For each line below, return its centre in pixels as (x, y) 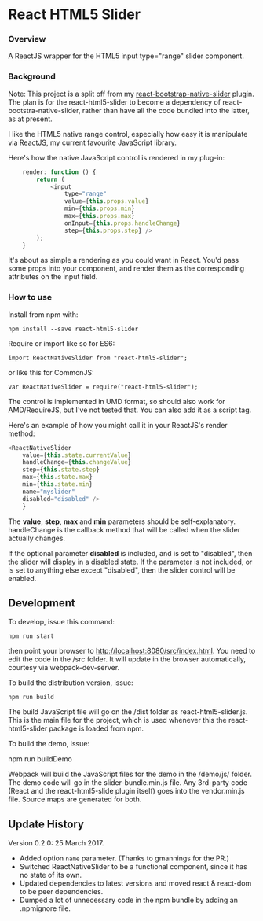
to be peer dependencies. (61, 892)
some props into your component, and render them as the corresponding (126, 268)
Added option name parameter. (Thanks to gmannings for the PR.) (124, 858)
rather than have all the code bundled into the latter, (166, 110)
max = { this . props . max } (99, 216)
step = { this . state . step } (61, 470)
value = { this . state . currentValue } (77, 455)
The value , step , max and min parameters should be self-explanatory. (122, 521)
